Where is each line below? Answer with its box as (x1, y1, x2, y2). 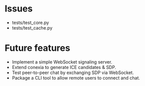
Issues (4, 3, 33, 14)
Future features (4, 42, 70, 54)
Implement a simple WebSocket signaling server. (11, 58, 112, 65)
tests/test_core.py (11, 19, 49, 25)
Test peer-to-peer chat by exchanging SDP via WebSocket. (11, 69, 134, 75)
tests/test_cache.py (11, 24, 53, 30)
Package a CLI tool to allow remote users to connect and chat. (11, 74, 140, 80)
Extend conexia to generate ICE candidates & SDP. (11, 64, 116, 70)
